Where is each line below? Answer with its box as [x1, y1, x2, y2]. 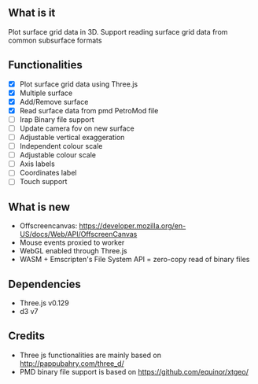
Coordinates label [19, 168, 77, 178]
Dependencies [8, 277, 81, 290]
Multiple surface [19, 88, 73, 98]
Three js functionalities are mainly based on [19, 350, 161, 360]
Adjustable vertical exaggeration [19, 133, 125, 142]
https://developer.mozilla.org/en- [79, 221, 186, 231]
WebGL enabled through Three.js [19, 246, 127, 256]
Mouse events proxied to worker [19, 238, 125, 247]
